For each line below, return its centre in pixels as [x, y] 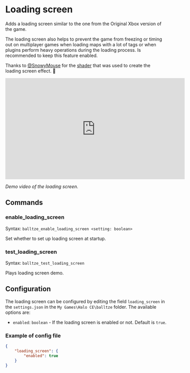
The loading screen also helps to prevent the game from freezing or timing [84, 39]
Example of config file [33, 335]
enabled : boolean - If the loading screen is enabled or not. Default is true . [90, 322]
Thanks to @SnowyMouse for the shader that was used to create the [78, 65]
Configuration [28, 289]
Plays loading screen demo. [35, 273]
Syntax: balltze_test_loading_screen [45, 263]
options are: [18, 312]
